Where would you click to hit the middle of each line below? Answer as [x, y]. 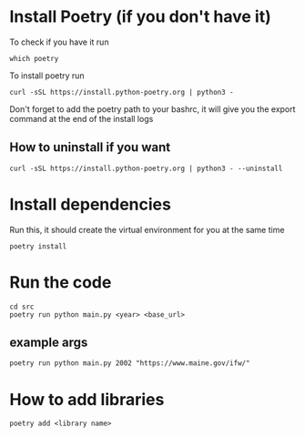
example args [49, 343]
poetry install [38, 246]
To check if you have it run [59, 42]
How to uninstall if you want [90, 147]
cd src [22, 307]
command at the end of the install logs [81, 118]
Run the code [61, 282]
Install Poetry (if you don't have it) [140, 17]
